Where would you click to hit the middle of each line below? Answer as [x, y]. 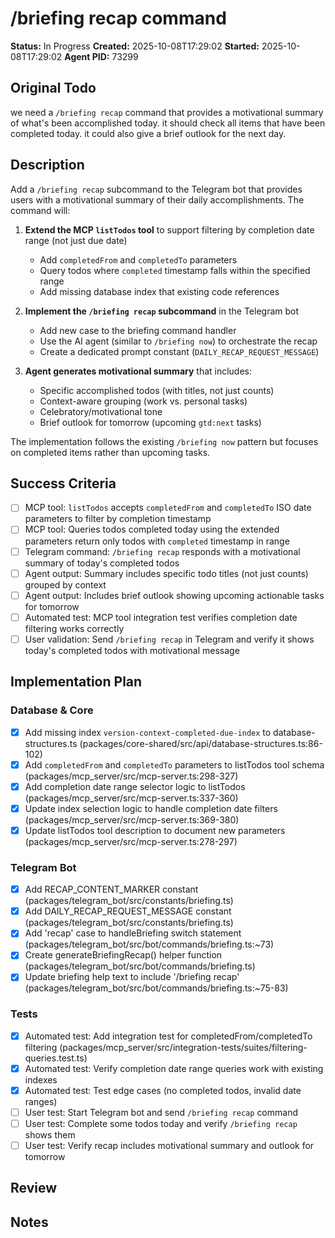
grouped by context [65, 584]
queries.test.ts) [56, 1058]
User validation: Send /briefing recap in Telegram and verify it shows [169, 639]
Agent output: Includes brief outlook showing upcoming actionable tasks [174, 595]
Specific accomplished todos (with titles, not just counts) [157, 390]
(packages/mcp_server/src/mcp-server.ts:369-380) [132, 819]
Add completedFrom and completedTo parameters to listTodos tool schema [174, 764]
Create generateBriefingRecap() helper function [123, 955]
